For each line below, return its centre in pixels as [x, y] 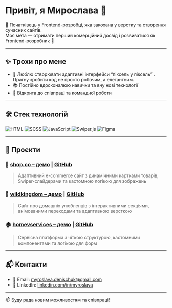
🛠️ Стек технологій [37, 114]
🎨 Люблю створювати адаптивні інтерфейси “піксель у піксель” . [84, 74]
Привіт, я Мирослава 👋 [56, 10]
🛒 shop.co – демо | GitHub [39, 164]
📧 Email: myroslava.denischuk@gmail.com [57, 279]
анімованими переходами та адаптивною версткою [75, 211]
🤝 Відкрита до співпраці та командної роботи [62, 93]
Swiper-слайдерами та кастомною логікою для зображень [82, 181]
